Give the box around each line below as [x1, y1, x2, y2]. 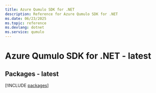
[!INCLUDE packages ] [5, 83, 49, 88]
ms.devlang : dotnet [5, 25, 45, 30]
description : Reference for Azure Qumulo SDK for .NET [5, 12, 118, 16]
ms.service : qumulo [5, 30, 45, 34]
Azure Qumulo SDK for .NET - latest [5, 50, 152, 62]
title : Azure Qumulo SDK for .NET [5, 7, 75, 12]
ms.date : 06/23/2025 [5, 16, 47, 21]
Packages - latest [5, 70, 59, 78]
